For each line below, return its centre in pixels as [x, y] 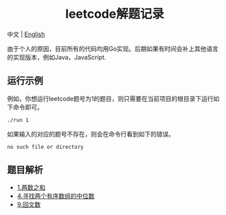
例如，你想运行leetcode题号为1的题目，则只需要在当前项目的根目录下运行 [110, 98]
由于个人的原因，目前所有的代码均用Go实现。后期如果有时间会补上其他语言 [113, 48]
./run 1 [18, 120]
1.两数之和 [31, 188]
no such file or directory [45, 147]
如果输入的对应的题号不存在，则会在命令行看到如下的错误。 [91, 134]
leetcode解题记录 [115, 14]
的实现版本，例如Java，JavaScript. [57, 57]
